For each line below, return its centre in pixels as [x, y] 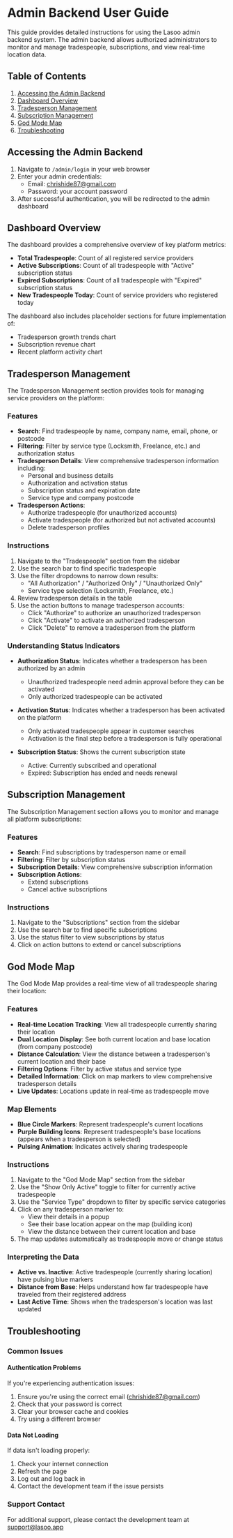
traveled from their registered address [72, 1295]
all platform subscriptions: [45, 819]
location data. [27, 54]
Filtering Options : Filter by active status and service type [99, 1069]
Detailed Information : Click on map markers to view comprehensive [115, 1076]
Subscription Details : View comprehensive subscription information [115, 867]
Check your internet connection [63, 1464]
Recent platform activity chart [60, 352]
